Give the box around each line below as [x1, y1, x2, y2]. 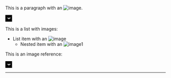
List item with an [12, 36, 47, 42]
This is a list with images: [5, 26, 58, 32]
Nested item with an [20, 41, 63, 47]
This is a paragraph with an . [5, 5, 83, 11]
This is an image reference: [5, 51, 63, 57]
